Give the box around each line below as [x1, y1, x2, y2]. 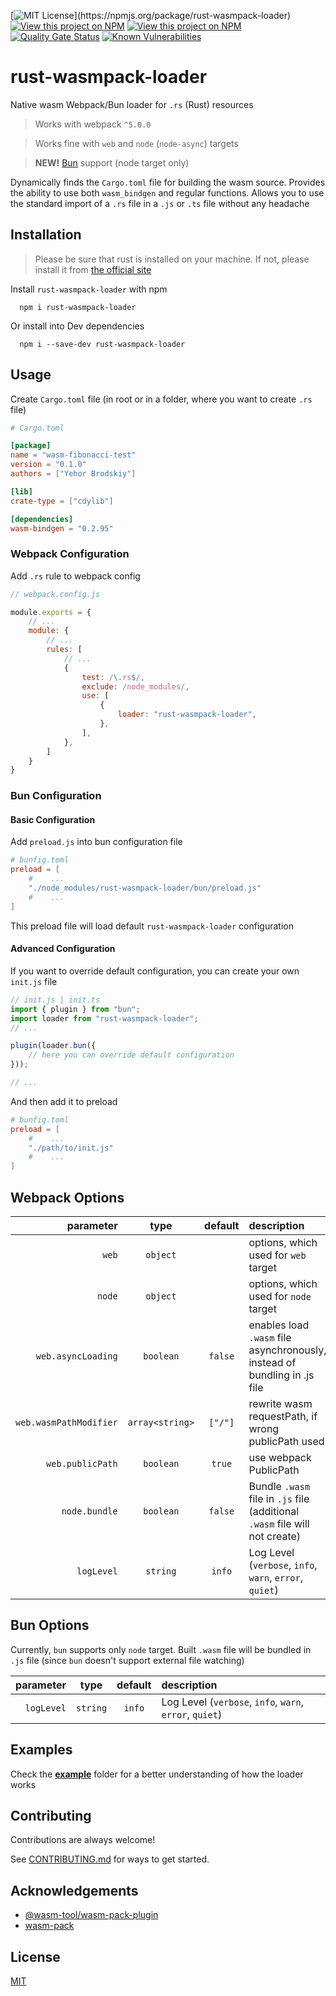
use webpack [248, 1451, 312, 1464]
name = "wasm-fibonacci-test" [10, 450, 137, 460]
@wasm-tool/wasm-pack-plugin [24, 1909, 159, 1921]
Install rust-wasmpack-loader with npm [10, 283, 168, 295]
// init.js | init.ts [10, 995, 101, 1005]
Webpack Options [10, 1189, 125, 1206]
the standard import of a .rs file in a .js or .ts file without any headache [10, 197, 310, 209]
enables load [248, 1318, 310, 1332]
